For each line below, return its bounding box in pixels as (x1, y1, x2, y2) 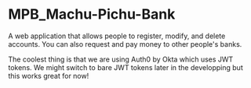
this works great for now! (8, 71, 89, 80)
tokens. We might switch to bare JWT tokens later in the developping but (8, 62, 243, 72)
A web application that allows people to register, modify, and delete (8, 31, 226, 40)
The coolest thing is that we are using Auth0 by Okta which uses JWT (8, 55, 234, 64)
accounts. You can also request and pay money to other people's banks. (8, 39, 242, 48)
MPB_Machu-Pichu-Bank (8, 5, 176, 23)
